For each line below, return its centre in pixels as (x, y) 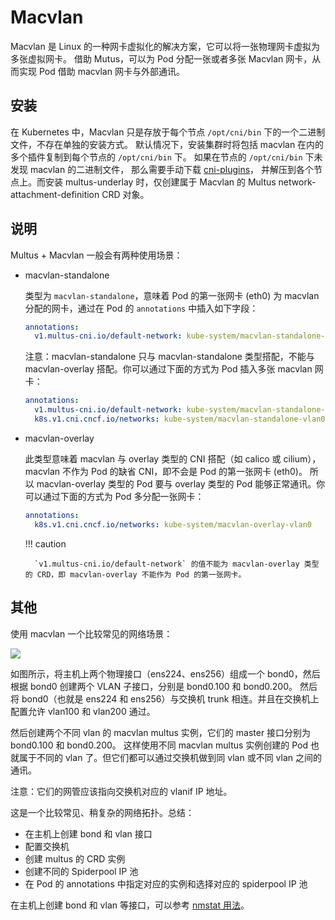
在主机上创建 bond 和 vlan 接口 (88, 833)
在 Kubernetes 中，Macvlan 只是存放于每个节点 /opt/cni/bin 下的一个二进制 (168, 132)
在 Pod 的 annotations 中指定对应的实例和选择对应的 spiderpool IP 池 (166, 883)
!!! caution (45, 543)
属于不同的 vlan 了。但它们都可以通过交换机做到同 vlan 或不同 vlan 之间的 (170, 757)
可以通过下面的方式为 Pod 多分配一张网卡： (114, 496)
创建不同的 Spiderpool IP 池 (81, 871)
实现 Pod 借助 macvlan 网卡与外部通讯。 (101, 71)
